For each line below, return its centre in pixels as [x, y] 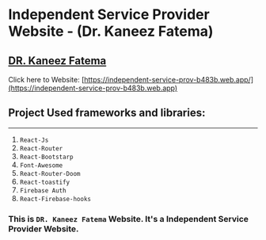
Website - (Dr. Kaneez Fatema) [111, 31]
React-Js [34, 140]
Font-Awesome [41, 165]
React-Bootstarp [46, 157]
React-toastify [45, 182]
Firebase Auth [43, 190]
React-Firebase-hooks [55, 199]
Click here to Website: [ [46, 80]
